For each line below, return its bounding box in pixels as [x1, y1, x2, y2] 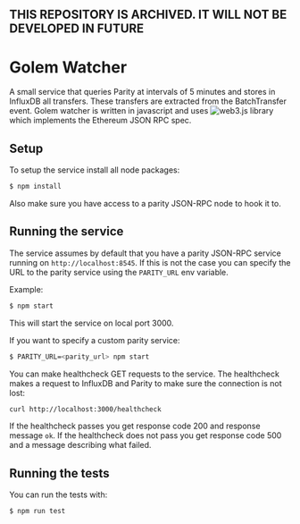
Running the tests [9, 465, 110, 481]
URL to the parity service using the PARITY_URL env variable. [9, 266, 229, 277]
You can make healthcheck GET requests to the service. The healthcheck [9, 368, 279, 379]
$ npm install [9, 182, 62, 191]
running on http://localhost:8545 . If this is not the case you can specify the [9, 257, 291, 267]
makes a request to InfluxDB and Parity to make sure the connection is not [9, 377, 283, 388]
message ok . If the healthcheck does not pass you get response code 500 [9, 430, 282, 441]
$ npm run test [9, 507, 66, 516]
